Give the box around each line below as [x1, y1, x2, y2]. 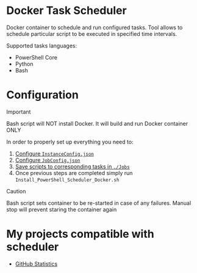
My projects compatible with [6, 227, 154, 241]
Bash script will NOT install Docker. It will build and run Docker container [6, 120, 188, 127]
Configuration [6, 88, 79, 102]
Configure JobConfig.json [15, 156, 81, 164]
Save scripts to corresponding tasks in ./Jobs [15, 162, 130, 170]
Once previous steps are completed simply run [15, 169, 133, 176]
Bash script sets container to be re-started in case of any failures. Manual [6, 199, 192, 207]
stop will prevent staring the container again [6, 206, 117, 213]
